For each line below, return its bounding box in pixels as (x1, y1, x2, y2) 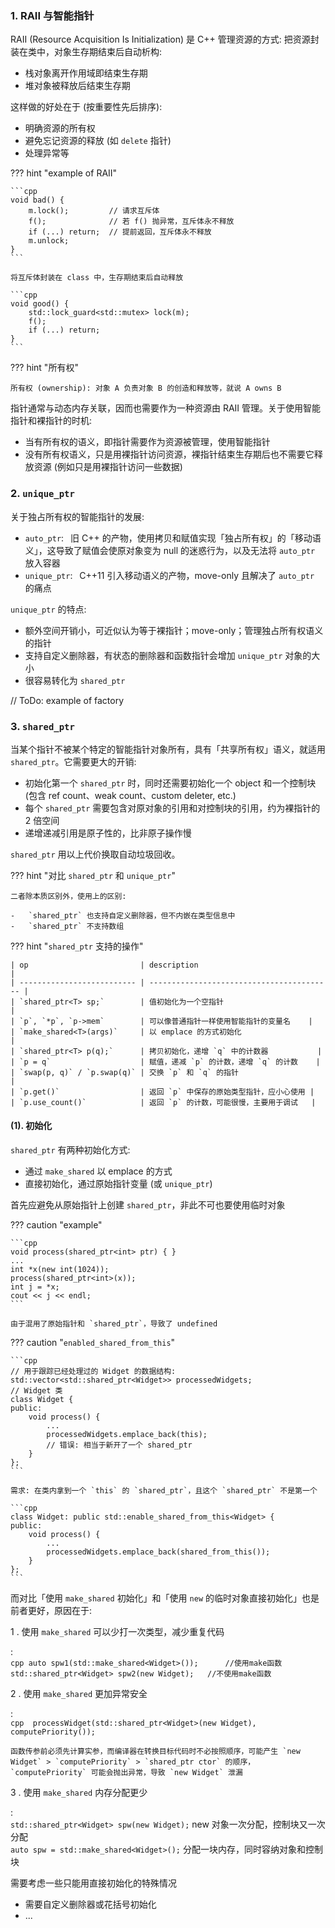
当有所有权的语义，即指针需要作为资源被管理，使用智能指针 (24, 436, 271, 448)
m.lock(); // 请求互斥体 (28, 206, 160, 216)
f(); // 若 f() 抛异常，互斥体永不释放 (28, 217, 235, 227)
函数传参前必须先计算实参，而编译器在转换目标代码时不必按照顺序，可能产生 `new (10, 1747, 301, 1757)
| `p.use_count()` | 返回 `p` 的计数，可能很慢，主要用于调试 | (10, 1097, 317, 1107)
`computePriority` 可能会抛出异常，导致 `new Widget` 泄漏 (10, 1768, 243, 1778)
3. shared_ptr (10, 719, 75, 733)
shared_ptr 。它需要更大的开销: (10, 755, 137, 767)
